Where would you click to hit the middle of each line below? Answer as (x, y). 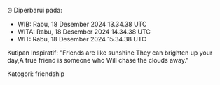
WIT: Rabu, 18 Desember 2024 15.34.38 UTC (82, 39)
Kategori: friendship (36, 74)
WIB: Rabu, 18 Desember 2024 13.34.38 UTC (82, 24)
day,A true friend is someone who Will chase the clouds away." (98, 60)
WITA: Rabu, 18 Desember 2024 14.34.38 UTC (84, 32)
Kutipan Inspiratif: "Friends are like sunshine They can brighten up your (110, 53)
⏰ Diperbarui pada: (35, 10)
